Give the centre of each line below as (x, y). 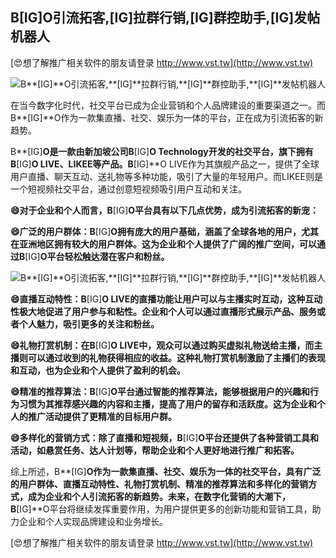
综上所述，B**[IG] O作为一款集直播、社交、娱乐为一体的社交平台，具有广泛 (166, 471)
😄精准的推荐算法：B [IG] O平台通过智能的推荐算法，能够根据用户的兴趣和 (160, 391)
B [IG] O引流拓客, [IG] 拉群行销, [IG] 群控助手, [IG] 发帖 (165, 18)
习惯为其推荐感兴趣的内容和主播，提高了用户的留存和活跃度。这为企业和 (167, 404)
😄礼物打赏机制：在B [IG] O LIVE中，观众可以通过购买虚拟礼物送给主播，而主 (166, 345)
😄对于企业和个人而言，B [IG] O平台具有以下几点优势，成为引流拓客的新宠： (165, 210)
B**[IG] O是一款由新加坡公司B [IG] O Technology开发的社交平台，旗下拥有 (162, 151)
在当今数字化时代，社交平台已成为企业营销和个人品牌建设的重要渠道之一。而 (168, 105)
